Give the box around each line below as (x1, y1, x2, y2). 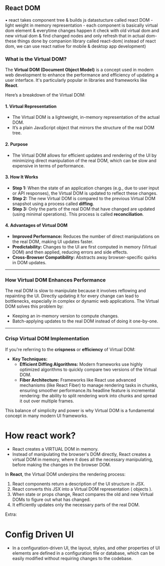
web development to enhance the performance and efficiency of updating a (5, 72, 159, 78)
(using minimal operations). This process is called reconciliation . (12, 211, 144, 217)
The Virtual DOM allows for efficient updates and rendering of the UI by (12, 152, 157, 158)
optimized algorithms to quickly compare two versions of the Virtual (19, 366, 157, 372)
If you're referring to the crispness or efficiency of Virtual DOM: (5, 346, 136, 352)
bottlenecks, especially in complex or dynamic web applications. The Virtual (5, 298, 159, 304)
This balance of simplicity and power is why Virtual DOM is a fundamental (5, 407, 155, 413)
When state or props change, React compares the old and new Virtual (12, 492, 154, 497)
